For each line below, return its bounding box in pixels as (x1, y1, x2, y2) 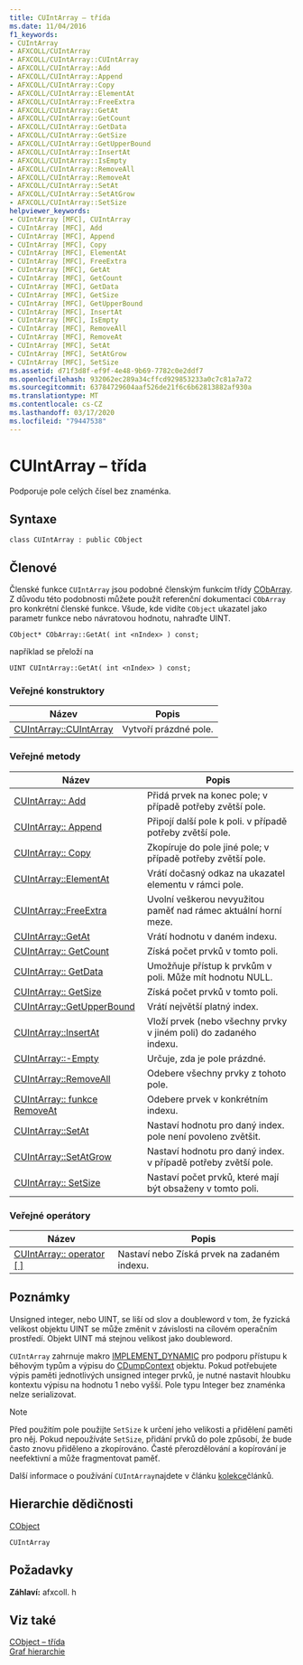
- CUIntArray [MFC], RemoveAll (9, 325, 127, 334)
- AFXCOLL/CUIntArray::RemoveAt (9, 173, 131, 182)
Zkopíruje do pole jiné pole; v (147, 841, 270, 853)
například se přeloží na (9, 646, 94, 657)
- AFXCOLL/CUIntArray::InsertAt (9, 147, 131, 156)
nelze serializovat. (9, 1388, 77, 1399)
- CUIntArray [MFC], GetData (9, 282, 119, 291)
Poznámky (9, 1290, 70, 1305)
